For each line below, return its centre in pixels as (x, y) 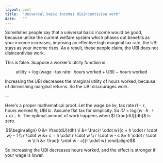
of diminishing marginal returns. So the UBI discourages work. (67, 87)
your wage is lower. (24, 155)
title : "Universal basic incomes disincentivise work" (63, 14)
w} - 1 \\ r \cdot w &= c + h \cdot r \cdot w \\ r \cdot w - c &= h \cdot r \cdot (81, 136)
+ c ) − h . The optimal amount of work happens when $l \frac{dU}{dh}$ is (78, 116)
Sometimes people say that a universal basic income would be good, (74, 33)
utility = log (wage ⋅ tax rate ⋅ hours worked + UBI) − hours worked (81, 72)
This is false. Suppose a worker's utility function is (55, 63)
